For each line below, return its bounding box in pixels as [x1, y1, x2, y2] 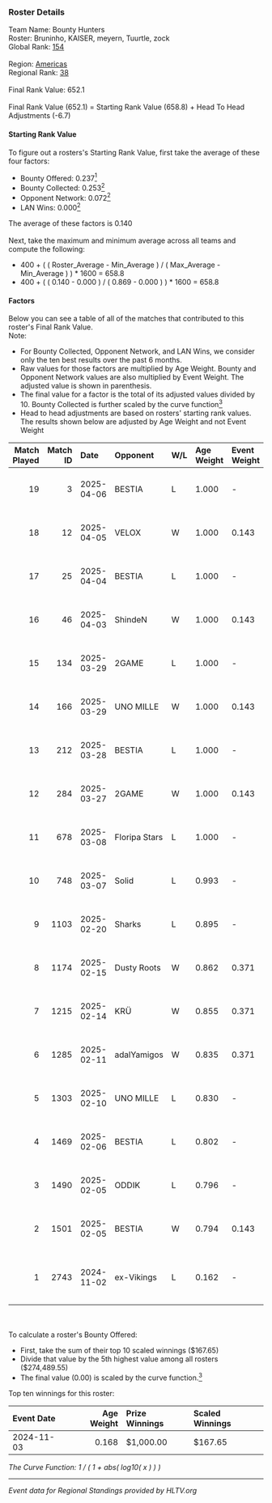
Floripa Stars [114, 831, 164, 843]
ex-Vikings [114, 1272, 158, 1283]
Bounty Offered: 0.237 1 [19, 172, 97, 183]
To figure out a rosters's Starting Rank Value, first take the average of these [8, 147, 261, 157]
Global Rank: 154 [8, 42, 65, 52]
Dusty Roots [114, 962, 161, 973]
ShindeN [114, 614, 148, 625]
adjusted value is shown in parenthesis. [19, 381, 152, 391]
